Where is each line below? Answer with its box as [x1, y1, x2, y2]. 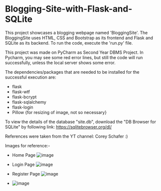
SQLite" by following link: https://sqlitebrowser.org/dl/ [5, 124, 112, 129]
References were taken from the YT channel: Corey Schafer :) [5, 133, 128, 139]
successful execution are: [5, 74, 57, 80]
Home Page [12, 152, 36, 158]
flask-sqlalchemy [12, 99, 47, 105]
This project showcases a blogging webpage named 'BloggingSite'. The [5, 30, 148, 35]
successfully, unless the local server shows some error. [5, 60, 116, 65]
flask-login [12, 104, 34, 110]
